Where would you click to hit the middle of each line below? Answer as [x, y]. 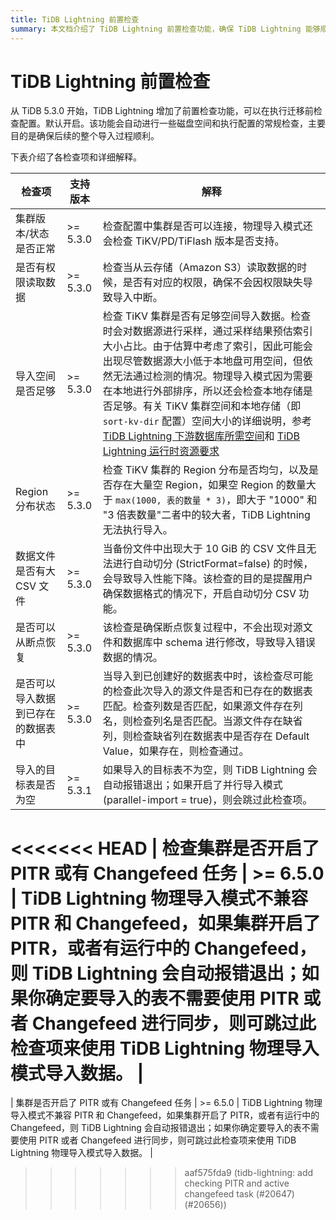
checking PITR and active [237, 1183]
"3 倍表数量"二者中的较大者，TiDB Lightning [206, 515]
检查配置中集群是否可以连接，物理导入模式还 [207, 226]
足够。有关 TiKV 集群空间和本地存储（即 [207, 406]
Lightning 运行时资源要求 [161, 451]
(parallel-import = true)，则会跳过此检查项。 [207, 800]
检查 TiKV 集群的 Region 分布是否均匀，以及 [206, 470]
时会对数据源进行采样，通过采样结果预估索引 [207, 331]
